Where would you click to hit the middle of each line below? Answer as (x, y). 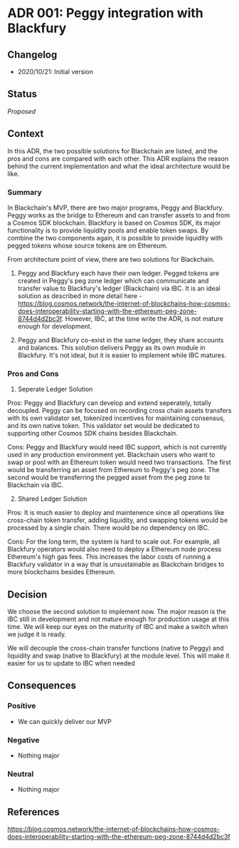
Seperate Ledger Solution (55, 389)
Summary (25, 192)
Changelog (32, 55)
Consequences (42, 686)
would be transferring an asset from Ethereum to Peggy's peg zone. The (113, 470)
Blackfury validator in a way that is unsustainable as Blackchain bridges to (116, 564)
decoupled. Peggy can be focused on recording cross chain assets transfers (119, 411)
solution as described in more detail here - (80, 296)
